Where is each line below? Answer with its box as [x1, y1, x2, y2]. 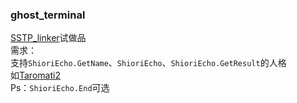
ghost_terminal [10, 8, 86, 22]
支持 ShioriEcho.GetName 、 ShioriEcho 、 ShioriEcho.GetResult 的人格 [10, 57, 287, 69]
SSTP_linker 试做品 [10, 32, 87, 44]
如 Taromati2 [10, 69, 61, 82]
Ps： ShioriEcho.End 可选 [10, 82, 110, 94]
